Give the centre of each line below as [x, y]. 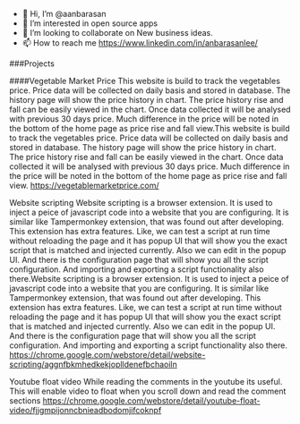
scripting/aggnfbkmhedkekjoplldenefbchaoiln [93, 364]
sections [25, 401]
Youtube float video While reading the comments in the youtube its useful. [146, 382]
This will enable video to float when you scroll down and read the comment [148, 391]
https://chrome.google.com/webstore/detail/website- [107, 355]
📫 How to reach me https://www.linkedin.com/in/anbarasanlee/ [140, 43]
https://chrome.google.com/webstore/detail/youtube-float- [151, 401]
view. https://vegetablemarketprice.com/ [84, 185]
